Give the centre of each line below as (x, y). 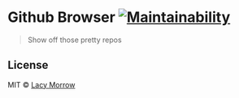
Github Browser (61, 17)
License (28, 65)
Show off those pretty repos (75, 40)
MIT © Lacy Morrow (41, 84)
